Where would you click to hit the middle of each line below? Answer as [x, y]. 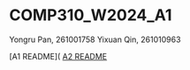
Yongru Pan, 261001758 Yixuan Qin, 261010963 [95, 39]
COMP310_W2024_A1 [91, 15]
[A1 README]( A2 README [58, 56]
